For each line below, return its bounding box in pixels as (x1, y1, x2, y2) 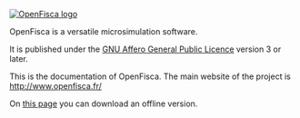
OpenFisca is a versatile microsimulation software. (9, 26, 198, 36)
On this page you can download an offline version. (9, 98, 198, 109)
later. (9, 54, 29, 64)
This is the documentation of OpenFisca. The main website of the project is (9, 71, 291, 82)
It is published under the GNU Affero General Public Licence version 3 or (9, 44, 282, 54)
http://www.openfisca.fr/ (9, 81, 102, 91)
